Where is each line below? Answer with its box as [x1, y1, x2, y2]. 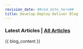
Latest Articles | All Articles [5, 27, 71, 34]
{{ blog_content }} [5, 38, 41, 44]
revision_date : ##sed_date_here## [5, 7, 74, 12]
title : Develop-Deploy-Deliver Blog [5, 12, 78, 16]
